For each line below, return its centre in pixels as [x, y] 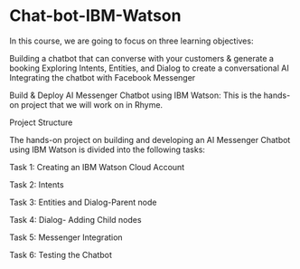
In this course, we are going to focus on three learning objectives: [131, 41]
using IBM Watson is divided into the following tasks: [108, 149]
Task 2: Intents [37, 184]
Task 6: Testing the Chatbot [61, 255]
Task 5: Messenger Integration [66, 237]
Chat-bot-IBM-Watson [95, 16]
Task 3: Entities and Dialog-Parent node [83, 202]
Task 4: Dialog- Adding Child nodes [75, 219]
